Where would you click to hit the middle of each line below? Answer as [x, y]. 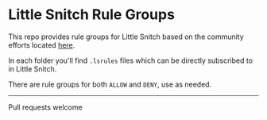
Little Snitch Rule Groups [91, 15]
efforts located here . [42, 45]
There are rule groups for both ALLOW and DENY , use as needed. [110, 84]
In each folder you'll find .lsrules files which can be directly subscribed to [130, 60]
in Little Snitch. [33, 68]
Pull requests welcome [45, 107]
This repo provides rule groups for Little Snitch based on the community [126, 37]
